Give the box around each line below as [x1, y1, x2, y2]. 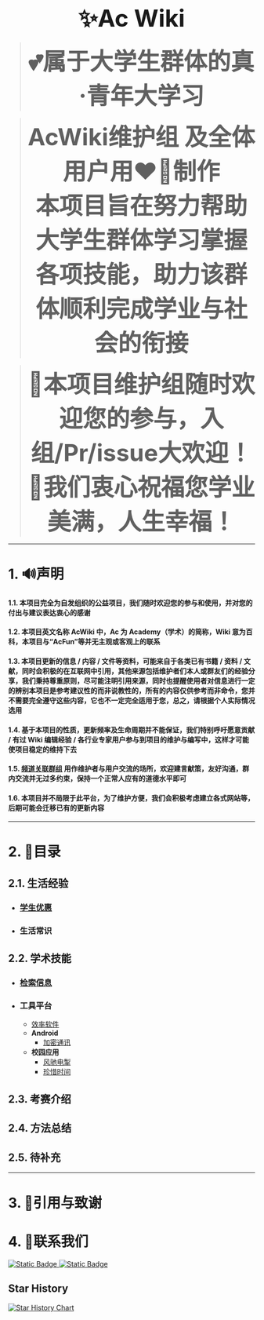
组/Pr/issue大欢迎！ [31, 437, 252, 468]
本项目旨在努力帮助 [34, 190, 248, 221]
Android [31, 1028, 59, 1038]
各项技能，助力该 [34, 259, 224, 289]
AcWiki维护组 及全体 [27, 122, 255, 151]
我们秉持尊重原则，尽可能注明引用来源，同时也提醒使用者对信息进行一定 [21, 676, 255, 685]
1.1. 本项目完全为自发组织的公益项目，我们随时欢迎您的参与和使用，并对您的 [8, 598, 253, 607]
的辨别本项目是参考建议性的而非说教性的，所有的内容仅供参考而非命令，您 [8, 686, 248, 695]
